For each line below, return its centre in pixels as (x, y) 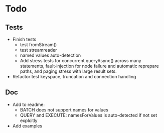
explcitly (29, 120)
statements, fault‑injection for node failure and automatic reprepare (89, 66)
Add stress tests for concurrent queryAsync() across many (80, 60)
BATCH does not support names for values (64, 110)
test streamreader (38, 50)
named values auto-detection (50, 55)
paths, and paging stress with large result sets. (68, 71)
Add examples (27, 125)
